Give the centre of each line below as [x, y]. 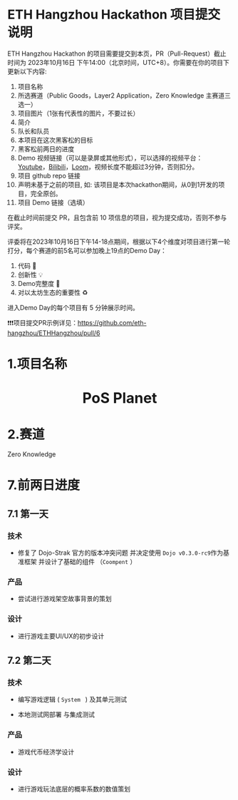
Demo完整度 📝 [39, 283]
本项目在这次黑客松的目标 [55, 140]
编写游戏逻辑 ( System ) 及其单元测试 [72, 699]
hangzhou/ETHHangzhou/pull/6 [54, 333]
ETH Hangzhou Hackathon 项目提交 [114, 15]
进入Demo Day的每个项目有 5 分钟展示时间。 [73, 307]
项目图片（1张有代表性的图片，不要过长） [78, 113]
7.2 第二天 [29, 661]
